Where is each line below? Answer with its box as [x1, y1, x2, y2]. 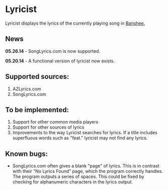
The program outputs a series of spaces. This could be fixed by [12, 173, 144, 179]
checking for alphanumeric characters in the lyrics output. [12, 179, 133, 185]
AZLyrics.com [12, 85, 41, 91]
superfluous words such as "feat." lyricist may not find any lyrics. [12, 135, 148, 141]
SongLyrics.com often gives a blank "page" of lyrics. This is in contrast [12, 163, 159, 169]
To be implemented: [5, 106, 69, 114]
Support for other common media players [12, 119, 99, 125]
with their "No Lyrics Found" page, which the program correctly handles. [12, 168, 163, 174]
